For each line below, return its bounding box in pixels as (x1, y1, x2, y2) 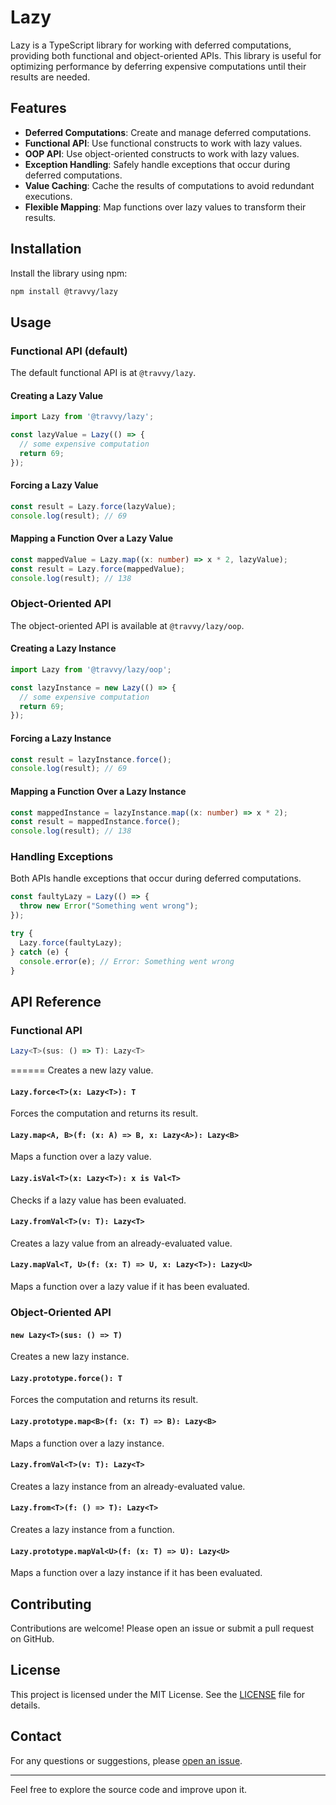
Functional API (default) (10, 344, 128, 358)
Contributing (10, 1596, 92, 1613)
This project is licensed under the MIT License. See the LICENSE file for (10, 1688, 306, 1700)
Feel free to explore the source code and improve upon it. (10, 1783, 248, 1795)
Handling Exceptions (10, 850, 114, 864)
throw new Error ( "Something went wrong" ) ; (19, 901, 199, 911)
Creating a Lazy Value (10, 389, 103, 401)
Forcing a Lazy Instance (10, 732, 112, 744)
